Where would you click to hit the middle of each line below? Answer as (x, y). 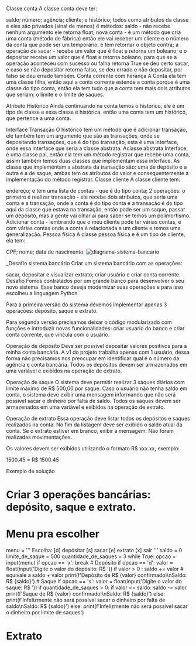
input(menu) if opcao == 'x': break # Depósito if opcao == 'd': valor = (90, 563)
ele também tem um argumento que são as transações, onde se (83, 136)
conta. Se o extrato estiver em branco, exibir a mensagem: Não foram (90, 431)
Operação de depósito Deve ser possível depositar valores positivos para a (97, 346)
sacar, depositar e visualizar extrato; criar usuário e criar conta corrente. (93, 274)
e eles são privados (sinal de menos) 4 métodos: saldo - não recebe (88, 26)
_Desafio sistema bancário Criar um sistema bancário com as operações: (94, 263)
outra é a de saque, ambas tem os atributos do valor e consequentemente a (97, 173)
